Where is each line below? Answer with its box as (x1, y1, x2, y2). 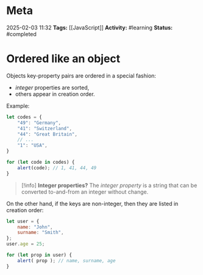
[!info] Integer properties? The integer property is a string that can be (21, 182, 198, 189)
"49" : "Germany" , (17, 120, 62, 126)
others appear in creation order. (15, 90, 96, 98)
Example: (6, 102, 30, 109)
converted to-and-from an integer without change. (21, 188, 149, 196)
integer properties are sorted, (15, 84, 90, 91)
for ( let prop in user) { (6, 252, 72, 258)
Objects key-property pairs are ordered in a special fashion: (6, 71, 157, 79)
